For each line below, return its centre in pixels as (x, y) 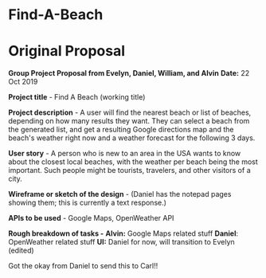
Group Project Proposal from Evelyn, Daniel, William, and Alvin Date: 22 (129, 73)
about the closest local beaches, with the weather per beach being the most (133, 162)
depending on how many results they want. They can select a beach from (129, 121)
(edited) (21, 251)
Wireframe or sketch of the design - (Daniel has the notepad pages (120, 194)
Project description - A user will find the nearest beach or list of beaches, (130, 112)
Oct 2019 (23, 82)
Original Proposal (67, 51)
